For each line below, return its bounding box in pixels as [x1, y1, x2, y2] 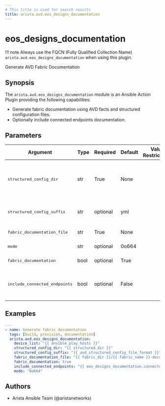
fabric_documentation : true [14, 359, 71, 364]
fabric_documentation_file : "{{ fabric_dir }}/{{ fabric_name [14, 355, 144, 360]
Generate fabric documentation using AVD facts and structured [12, 107, 140, 112]
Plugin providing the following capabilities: [5, 97, 91, 103]
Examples [5, 309, 36, 318]
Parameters [5, 131, 42, 140]
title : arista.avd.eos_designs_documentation [5, 12, 100, 17]
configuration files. [12, 111, 51, 117]
